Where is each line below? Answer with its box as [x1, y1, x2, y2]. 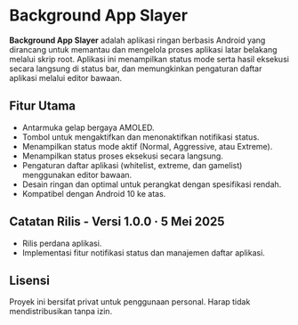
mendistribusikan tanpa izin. [9, 306, 113, 317]
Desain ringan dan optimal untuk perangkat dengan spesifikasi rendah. [21, 179, 282, 190]
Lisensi [9, 272, 51, 288]
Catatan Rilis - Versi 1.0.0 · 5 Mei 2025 [9, 215, 225, 230]
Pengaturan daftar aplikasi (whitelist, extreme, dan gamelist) [21, 159, 243, 170]
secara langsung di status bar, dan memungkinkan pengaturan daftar [9, 63, 262, 74]
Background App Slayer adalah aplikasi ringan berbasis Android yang [9, 35, 266, 45]
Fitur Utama [9, 99, 77, 114]
